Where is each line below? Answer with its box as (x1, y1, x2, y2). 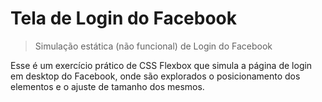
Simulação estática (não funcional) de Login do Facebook (34, 40, 273, 52)
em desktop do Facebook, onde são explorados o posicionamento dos (10, 70, 301, 82)
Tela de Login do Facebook (10, 7, 238, 30)
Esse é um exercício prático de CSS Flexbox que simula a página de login (10, 59, 313, 71)
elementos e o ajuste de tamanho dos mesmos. (10, 80, 205, 92)
